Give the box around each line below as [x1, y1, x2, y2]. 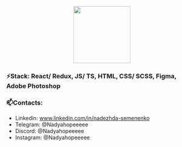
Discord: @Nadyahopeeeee [15, 128, 84, 135]
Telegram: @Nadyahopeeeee [15, 121, 89, 128]
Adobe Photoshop [6, 81, 61, 90]
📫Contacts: [6, 98, 43, 107]
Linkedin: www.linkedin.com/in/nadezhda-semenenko [15, 115, 150, 122]
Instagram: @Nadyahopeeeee [15, 134, 90, 142]
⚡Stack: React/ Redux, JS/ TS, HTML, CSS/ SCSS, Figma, [6, 72, 177, 80]
